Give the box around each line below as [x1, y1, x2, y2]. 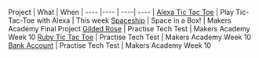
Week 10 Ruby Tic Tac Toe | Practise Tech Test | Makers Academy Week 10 [8, 32, 252, 42]
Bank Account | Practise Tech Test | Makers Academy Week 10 [8, 41, 212, 50]
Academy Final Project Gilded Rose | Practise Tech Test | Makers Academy [8, 24, 250, 33]
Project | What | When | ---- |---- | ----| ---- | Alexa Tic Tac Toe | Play [8, 8, 234, 16]
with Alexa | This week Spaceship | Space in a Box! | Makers [36, 16, 232, 25]
